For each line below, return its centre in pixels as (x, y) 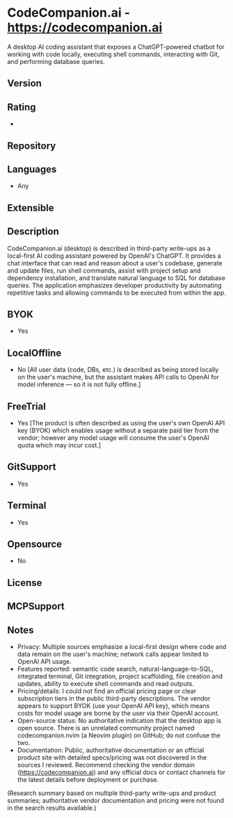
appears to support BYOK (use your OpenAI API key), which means (113, 706)
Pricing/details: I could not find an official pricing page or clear (107, 691)
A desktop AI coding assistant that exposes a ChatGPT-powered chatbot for (116, 47)
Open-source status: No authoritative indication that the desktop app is (119, 721)
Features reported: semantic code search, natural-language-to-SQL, (115, 669)
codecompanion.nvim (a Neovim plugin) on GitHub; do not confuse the (119, 735)
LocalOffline (34, 353)
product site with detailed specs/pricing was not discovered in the (112, 758)
